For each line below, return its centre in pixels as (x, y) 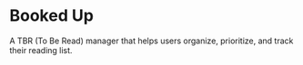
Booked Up (51, 16)
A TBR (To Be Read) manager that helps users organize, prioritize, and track (151, 41)
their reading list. (41, 50)
